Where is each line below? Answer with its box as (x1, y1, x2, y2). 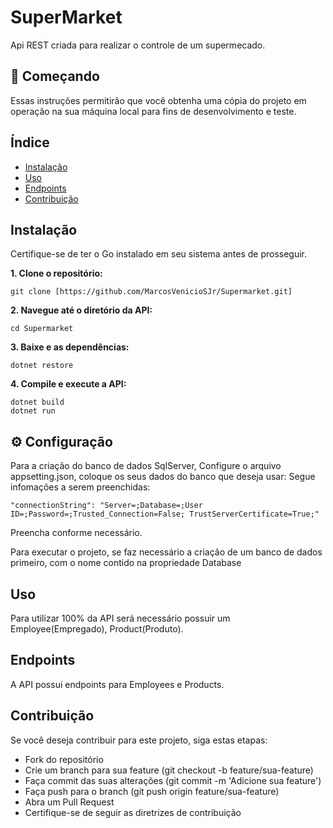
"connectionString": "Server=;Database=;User (10, 501, 203, 511)
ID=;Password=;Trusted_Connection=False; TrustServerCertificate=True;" (10, 509, 320, 520)
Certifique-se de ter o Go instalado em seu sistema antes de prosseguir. (10, 248, 308, 260)
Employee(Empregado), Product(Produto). (10, 623, 184, 635)
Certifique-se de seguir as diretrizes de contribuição (24, 806, 242, 818)
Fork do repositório (24, 753, 104, 765)
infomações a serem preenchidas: (10, 481, 151, 493)
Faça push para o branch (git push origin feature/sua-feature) (24, 785, 280, 797)
